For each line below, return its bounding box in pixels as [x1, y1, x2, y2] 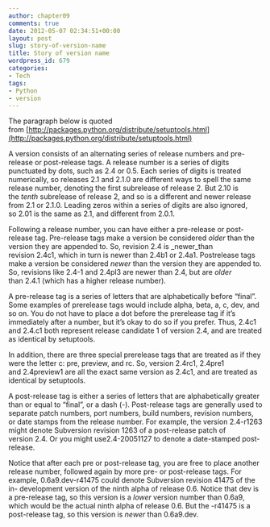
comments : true [8, 19, 60, 27]
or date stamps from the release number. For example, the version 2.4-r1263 [8, 417, 263, 427]
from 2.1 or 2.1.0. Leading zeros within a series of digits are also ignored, [8, 201, 248, 210]
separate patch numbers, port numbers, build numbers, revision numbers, [8, 409, 254, 418]
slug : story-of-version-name [8, 42, 106, 50]
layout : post [8, 34, 52, 43]
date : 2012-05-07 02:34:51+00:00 [8, 27, 121, 35]
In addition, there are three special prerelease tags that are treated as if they [8, 350, 261, 359]
